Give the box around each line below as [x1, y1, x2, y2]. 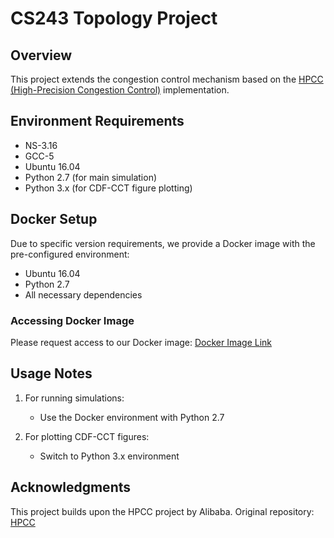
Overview [10, 47, 73, 64]
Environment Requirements [10, 113, 185, 130]
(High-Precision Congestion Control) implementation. [10, 84, 230, 96]
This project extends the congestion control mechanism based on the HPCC [10, 73, 324, 85]
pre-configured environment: [10, 248, 130, 260]
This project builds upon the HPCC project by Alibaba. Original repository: [10, 505, 315, 517]
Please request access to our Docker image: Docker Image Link [10, 336, 273, 348]
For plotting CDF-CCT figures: [24, 430, 150, 442]
